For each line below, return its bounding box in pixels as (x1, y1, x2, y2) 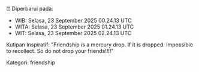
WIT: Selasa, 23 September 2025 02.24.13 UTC (14, 30, 132, 36)
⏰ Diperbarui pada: (6, 5, 54, 12)
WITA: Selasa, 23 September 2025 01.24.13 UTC (14, 23, 134, 30)
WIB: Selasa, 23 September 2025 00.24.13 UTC (14, 17, 132, 24)
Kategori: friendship (6, 59, 56, 66)
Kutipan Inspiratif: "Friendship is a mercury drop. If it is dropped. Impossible (6, 41, 194, 48)
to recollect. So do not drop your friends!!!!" (6, 48, 114, 54)
